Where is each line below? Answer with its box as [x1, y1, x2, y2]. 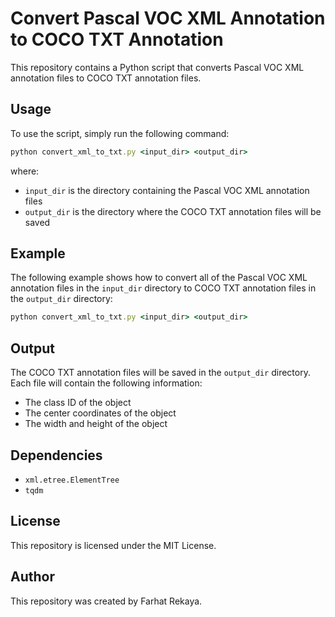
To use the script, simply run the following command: [10, 127, 230, 139]
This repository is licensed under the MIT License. [10, 539, 217, 551]
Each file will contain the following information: [10, 377, 203, 389]
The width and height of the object [24, 418, 168, 430]
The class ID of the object [24, 397, 132, 409]
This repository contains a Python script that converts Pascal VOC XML [10, 61, 305, 73]
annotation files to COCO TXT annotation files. [10, 72, 202, 84]
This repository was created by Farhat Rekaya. [10, 595, 203, 607]
